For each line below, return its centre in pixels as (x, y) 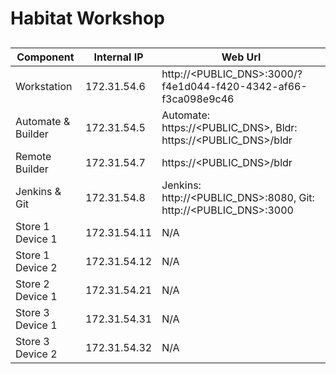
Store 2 (32, 284)
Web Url (241, 57)
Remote (33, 156)
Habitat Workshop (87, 18)
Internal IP (118, 57)
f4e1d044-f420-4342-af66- (234, 86)
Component (45, 57)
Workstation (44, 86)
